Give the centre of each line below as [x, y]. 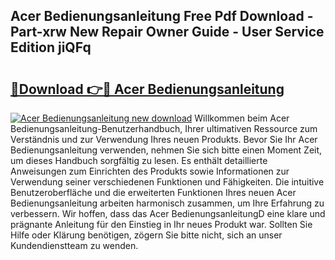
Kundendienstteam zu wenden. [74, 245]
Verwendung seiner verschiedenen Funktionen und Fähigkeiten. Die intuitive [167, 182]
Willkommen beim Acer [242, 118]
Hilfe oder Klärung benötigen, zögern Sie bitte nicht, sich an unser [146, 235]
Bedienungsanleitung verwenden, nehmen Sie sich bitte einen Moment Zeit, [166, 150]
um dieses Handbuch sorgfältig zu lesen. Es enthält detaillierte [139, 160]
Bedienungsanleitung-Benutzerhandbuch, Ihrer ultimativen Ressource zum [164, 128]
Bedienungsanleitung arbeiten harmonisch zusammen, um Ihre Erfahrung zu [167, 203]
